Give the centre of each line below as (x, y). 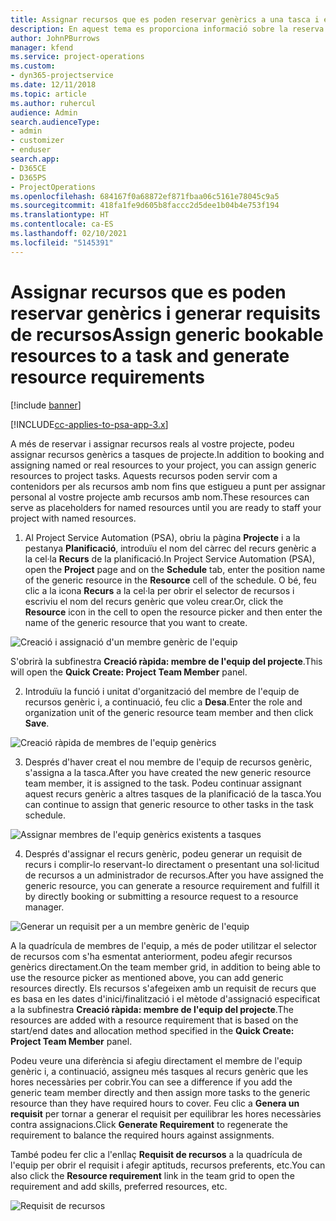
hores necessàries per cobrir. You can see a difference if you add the (151, 1082)
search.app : (35, 159)
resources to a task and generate (150, 355)
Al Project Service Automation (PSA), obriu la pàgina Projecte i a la (162, 537)
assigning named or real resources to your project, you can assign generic (163, 465)
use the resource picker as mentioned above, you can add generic (147, 977)
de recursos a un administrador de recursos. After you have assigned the (174, 875)
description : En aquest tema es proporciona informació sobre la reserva (167, 29)
